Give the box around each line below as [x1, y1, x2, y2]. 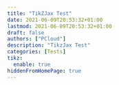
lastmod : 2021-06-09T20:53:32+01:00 [7, 23, 112, 29]
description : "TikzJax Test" [7, 42, 91, 49]
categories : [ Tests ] [7, 49, 67, 56]
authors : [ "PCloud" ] [7, 36, 67, 42]
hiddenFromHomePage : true [7, 67, 81, 74]
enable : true [13, 61, 51, 68]
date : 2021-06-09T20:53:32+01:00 [7, 16, 103, 23]
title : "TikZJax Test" [7, 10, 72, 17]
